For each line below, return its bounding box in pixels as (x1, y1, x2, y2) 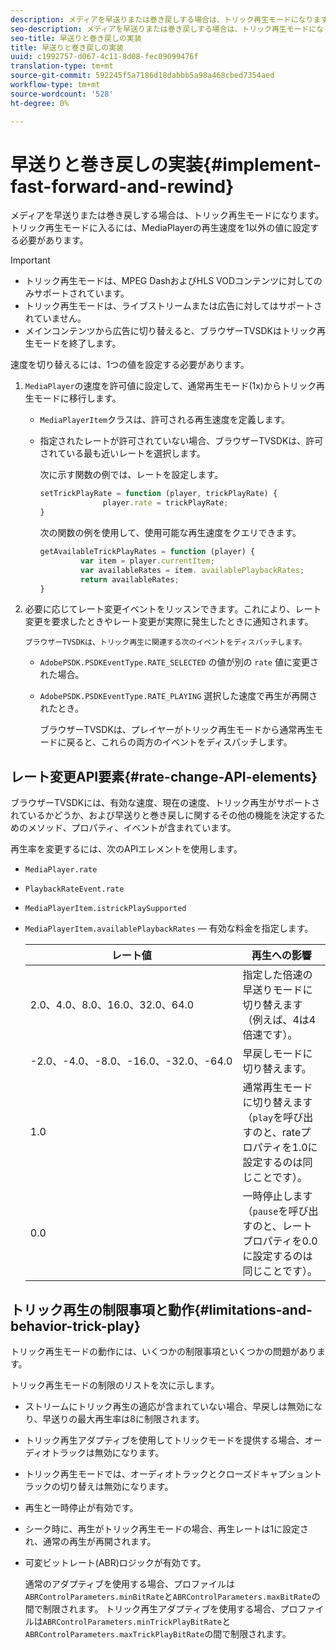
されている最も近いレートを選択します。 (39, 447, 206, 460)
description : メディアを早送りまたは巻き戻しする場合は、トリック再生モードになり (10, 14, 314, 25)
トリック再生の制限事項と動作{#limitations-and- (10, 1301, 313, 1318)
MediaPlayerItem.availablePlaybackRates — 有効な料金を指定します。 (24, 922, 314, 935)
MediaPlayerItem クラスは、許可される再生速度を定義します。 (39, 414, 291, 426)
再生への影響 (251, 949, 312, 963)
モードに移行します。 (33, 392, 122, 405)
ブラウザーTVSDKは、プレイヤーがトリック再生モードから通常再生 (39, 724, 315, 736)
